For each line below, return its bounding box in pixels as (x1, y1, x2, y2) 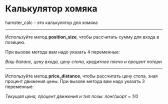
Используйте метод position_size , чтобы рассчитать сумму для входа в (5, 33, 159, 40)
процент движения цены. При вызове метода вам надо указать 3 (5, 78, 145, 84)
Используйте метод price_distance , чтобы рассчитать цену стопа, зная (5, 73, 158, 79)
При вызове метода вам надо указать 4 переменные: (5, 48, 120, 55)
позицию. (5, 39, 26, 45)
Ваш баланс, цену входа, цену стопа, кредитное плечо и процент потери (5, 58, 162, 64)
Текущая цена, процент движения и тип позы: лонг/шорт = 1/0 (5, 93, 138, 99)
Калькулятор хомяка (5, 3, 97, 14)
